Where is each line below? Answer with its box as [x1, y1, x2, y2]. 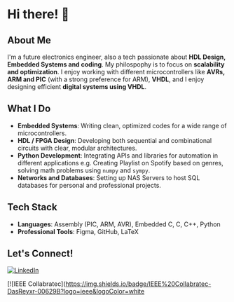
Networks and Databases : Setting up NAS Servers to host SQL [17, 173, 200, 181]
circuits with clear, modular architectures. [17, 144, 137, 152]
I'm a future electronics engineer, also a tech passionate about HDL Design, [7, 53, 226, 61]
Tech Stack [7, 201, 57, 213]
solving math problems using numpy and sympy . [17, 166, 151, 174]
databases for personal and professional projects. [17, 181, 161, 189]
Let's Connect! [7, 248, 74, 260]
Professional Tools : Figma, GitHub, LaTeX [17, 227, 139, 235]
